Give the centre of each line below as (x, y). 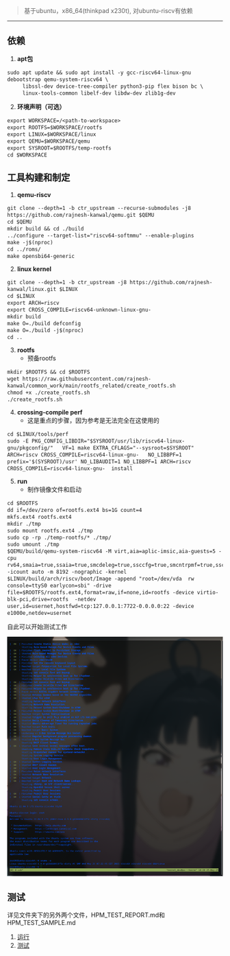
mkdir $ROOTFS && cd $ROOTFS (49, 372)
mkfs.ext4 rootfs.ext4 (39, 517)
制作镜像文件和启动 (54, 489)
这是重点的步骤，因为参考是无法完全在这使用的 (93, 420)
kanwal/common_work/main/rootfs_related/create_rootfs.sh (91, 386)
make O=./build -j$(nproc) (46, 330)
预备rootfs (41, 358)
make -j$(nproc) (30, 242)
